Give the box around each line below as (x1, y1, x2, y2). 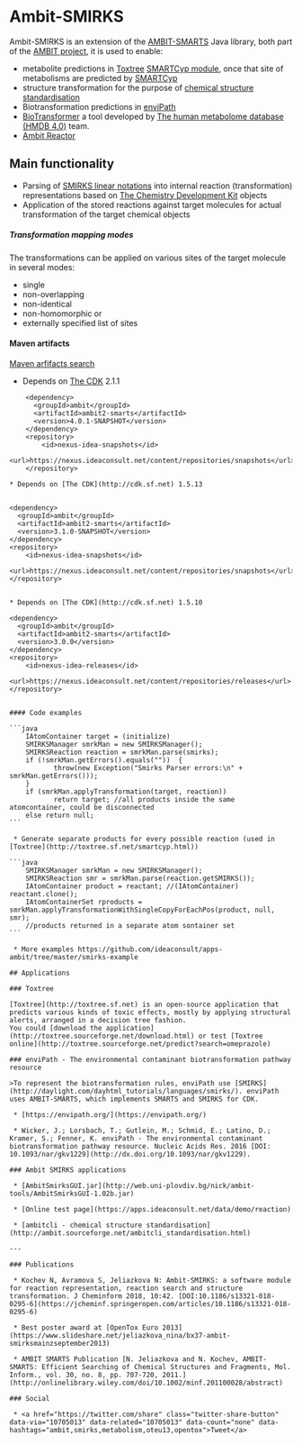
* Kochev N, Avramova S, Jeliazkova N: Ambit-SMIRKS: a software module (13, 1276, 292, 1285)
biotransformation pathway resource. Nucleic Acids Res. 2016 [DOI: (9, 1141, 271, 1150)
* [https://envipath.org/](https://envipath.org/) (13, 1110, 207, 1119)
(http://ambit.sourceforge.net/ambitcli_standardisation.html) (9, 1228, 252, 1238)
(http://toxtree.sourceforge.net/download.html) (9, 1031, 195, 1040)
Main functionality (9, 156, 115, 172)
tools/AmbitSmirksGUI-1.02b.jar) (9, 1189, 135, 1198)
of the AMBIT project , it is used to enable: (9, 45, 164, 56)
